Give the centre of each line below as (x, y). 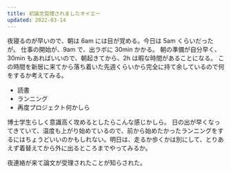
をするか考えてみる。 (37, 75)
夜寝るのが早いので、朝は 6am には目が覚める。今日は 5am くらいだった (110, 40)
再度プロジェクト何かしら (53, 107)
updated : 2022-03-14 (37, 20)
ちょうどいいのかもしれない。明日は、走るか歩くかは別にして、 (115, 139)
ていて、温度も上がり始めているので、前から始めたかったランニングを (118, 130)
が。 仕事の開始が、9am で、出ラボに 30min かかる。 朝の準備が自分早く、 (114, 49)
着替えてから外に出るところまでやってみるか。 (85, 148)
